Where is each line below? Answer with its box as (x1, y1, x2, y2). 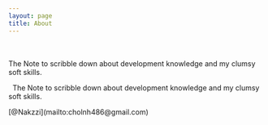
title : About (8, 19, 53, 27)
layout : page (8, 11, 53, 20)
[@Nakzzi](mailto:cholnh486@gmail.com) (8, 106, 149, 117)
